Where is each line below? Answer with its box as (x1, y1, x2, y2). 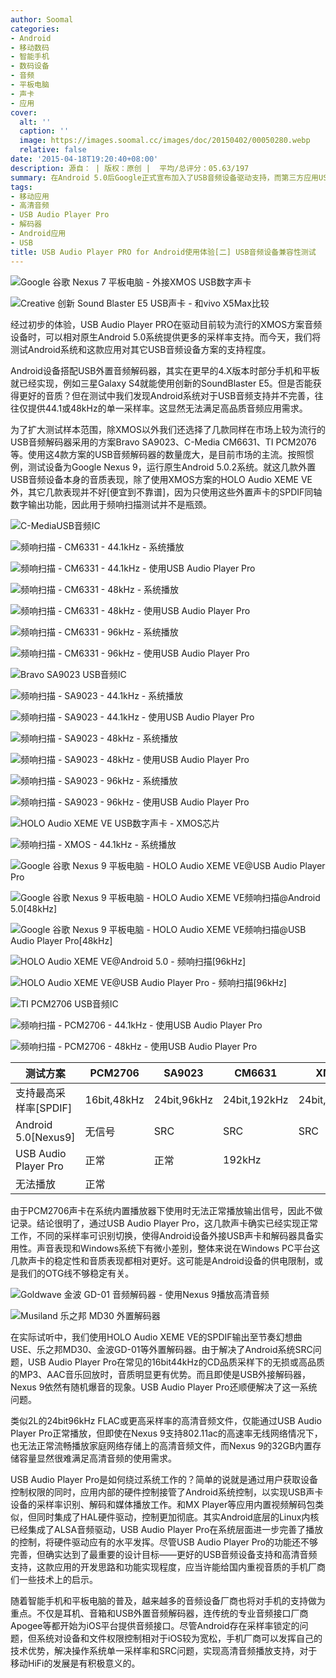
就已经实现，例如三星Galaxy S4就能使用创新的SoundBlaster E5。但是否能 (10, 377, 313, 389)
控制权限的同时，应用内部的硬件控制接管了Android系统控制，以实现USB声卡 (10, 1486, 324, 1498)
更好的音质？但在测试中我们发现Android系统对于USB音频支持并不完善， (18, 389, 315, 401)
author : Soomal (10, 14, 74, 25)
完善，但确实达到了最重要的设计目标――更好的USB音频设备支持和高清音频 (10, 1548, 318, 1560)
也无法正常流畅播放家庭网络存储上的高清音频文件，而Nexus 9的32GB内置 (10, 1439, 313, 1451)
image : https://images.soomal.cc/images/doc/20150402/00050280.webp (19, 136, 311, 146)
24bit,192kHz (223, 1092, 289, 1106)
